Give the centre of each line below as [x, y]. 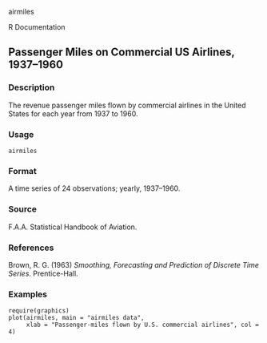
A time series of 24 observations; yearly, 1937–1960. [94, 188]
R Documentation [37, 27]
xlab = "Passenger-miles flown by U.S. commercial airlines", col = [143, 325]
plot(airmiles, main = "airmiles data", [77, 318]
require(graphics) [39, 311]
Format [23, 171]
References [31, 248]
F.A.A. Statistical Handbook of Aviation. [73, 227]
